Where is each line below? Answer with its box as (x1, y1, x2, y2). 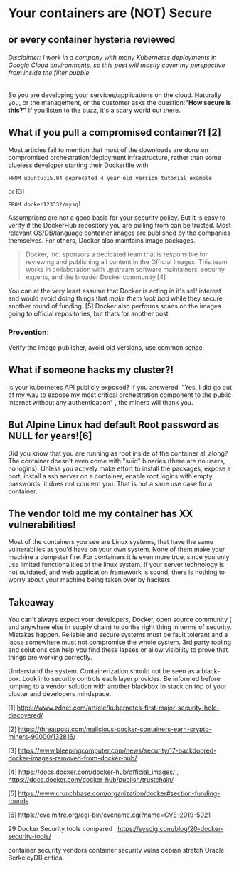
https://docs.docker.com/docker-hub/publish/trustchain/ (8, 775, 174, 784)
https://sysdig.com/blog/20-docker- (117, 825, 224, 833)
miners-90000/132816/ (8, 733, 76, 741)
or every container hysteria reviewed (8, 34, 176, 46)
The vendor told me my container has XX (8, 507, 193, 519)
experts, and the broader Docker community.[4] (25, 273, 166, 281)
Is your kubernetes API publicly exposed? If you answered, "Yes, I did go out (8, 383, 233, 391)
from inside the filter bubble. (8, 69, 92, 77)
